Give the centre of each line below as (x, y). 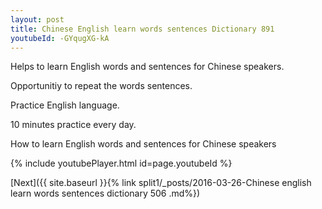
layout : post (37, 19)
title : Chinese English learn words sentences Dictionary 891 (142, 29)
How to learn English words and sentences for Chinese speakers (143, 144)
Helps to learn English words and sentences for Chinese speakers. (147, 67)
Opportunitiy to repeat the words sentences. (101, 86)
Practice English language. (65, 105)
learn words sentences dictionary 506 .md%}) (105, 193)
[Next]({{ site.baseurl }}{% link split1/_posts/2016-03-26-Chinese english (161, 183)
